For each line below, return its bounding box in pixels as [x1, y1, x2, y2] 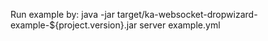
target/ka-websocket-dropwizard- [116, 9, 258, 20]
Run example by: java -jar [10, 9, 115, 20]
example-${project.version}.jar [10, 19, 138, 31]
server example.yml [139, 19, 221, 31]
